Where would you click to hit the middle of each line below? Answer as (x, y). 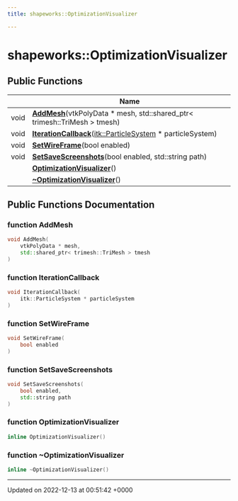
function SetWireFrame (49, 323)
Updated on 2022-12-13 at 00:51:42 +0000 (70, 490)
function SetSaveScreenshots (60, 369)
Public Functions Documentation (81, 205)
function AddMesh (40, 225)
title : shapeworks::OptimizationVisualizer (73, 14)
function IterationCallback (53, 277)
